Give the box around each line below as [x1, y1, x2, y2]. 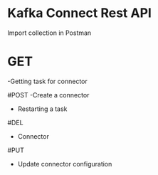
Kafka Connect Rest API [7, 5, 152, 21]
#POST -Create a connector [7, 90, 90, 99]
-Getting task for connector [7, 77, 88, 85]
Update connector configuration [17, 159, 112, 168]
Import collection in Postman [7, 28, 92, 37]
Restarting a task [17, 105, 68, 113]
